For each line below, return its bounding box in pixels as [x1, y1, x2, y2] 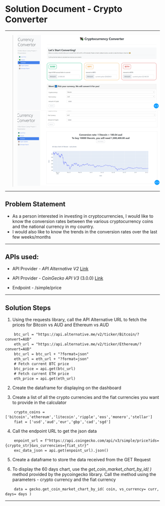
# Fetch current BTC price [14, 362, 69, 366]
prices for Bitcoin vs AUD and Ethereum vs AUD [12, 322, 109, 328]
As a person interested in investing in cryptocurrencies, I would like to [12, 213, 154, 219]
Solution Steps [5, 304, 51, 312]
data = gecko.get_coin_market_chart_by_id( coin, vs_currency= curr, [14, 487, 160, 492]
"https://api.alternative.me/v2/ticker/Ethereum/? [36, 342, 141, 347]
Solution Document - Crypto [5, 3, 123, 15]
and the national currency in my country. [12, 224, 94, 229]
